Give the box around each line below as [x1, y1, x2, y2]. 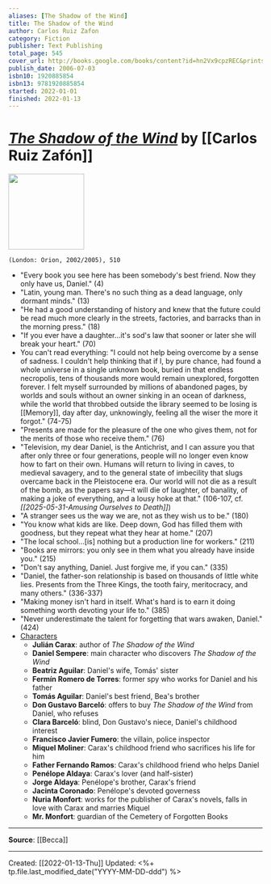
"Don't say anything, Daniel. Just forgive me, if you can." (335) [19, 563, 228, 573]
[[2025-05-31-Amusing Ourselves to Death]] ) [19, 502, 172, 512]
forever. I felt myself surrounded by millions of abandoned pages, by [19, 382, 248, 392]
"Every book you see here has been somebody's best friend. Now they [19, 270, 256, 280]
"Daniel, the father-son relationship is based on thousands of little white [19, 571, 259, 581]
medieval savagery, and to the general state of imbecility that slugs [19, 468, 244, 478]
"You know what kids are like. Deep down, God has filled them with [19, 519, 244, 530]
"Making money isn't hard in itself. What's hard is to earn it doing [19, 597, 236, 607]
